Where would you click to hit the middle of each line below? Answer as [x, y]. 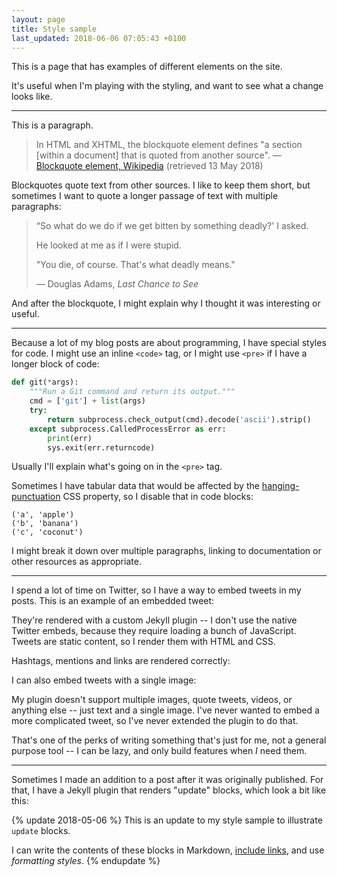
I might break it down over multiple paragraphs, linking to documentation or [166, 551]
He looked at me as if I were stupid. [108, 245]
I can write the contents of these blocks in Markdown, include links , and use [168, 850]
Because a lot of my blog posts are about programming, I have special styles [169, 343]
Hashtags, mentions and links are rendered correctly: [121, 661]
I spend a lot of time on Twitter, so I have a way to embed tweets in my [156, 590]
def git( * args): [45, 382]
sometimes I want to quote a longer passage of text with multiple [145, 196]
